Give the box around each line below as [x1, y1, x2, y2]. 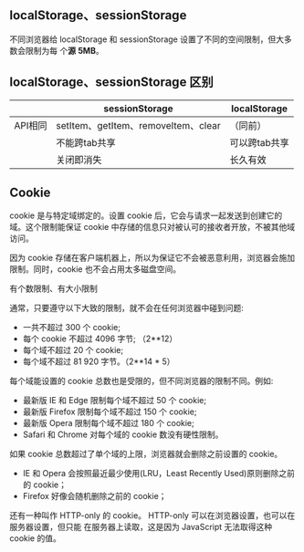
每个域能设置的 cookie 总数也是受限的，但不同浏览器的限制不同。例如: [9, 376, 274, 387]
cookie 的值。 [9, 533, 61, 544]
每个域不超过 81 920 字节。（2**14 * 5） [22, 356, 175, 367]
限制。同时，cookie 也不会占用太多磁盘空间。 [9, 264, 181, 275]
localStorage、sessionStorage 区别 [9, 75, 215, 90]
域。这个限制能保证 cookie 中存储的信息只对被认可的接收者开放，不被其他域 [9, 222, 295, 233]
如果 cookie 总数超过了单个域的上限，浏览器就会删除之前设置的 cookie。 [9, 449, 283, 460]
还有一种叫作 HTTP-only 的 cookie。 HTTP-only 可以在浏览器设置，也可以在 [9, 510, 296, 521]
